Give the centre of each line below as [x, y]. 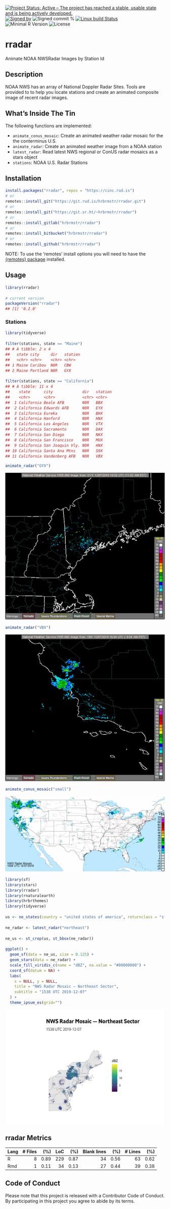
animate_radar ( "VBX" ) [28, 628]
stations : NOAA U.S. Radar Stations [50, 162]
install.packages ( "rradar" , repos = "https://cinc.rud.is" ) [70, 191]
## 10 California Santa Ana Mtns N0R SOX [54, 451]
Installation [23, 178]
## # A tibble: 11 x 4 [29, 387]
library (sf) [18, 879]
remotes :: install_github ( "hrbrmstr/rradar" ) [53, 244]
